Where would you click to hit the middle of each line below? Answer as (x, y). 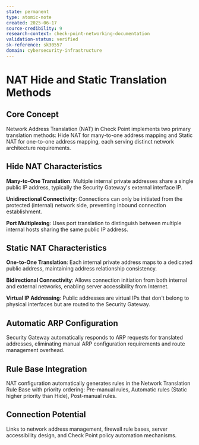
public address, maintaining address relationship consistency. (82, 269)
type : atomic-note (29, 17)
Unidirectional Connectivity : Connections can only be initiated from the (94, 199)
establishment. (24, 211)
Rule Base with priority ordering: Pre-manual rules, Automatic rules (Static (97, 390)
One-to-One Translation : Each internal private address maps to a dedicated (99, 262)
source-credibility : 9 (34, 28)
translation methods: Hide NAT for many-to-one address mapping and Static (99, 135)
